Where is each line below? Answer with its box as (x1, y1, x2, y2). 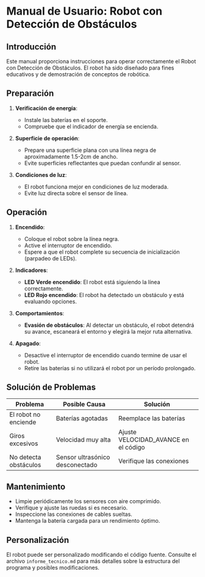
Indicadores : (15, 267, 48, 274)
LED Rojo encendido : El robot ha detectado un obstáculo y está (24, 291, 184, 298)
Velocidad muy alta (56, 435, 111, 444)
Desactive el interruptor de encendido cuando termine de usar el (24, 351, 187, 359)
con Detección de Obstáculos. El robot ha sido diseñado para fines (6, 64, 174, 71)
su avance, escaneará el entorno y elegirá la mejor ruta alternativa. (24, 328, 193, 335)
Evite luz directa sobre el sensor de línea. (24, 189, 128, 196)
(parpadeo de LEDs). (24, 254, 77, 262)
